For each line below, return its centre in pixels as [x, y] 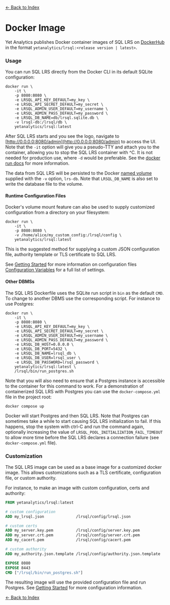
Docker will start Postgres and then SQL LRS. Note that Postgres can [77, 416]
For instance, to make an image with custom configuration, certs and [77, 488]
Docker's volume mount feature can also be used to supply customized [80, 207]
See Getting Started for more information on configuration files [71, 264]
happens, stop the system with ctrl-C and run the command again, [75, 426]
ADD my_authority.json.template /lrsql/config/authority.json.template [83, 554]
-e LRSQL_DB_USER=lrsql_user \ [48, 358]
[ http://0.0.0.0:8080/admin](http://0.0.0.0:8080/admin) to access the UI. [81, 142]
